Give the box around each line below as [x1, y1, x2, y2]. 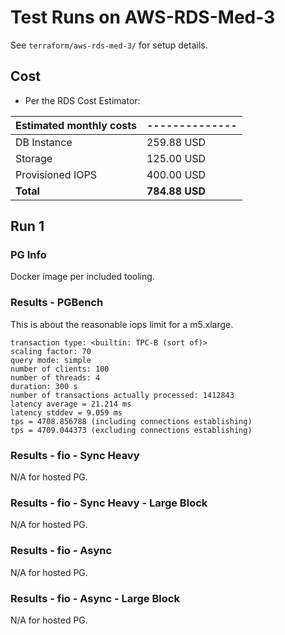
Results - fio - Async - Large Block [10, 591, 180, 605]
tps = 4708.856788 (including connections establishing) [10, 416, 253, 426]
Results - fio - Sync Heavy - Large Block [10, 496, 208, 510]
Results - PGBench [10, 296, 104, 310]
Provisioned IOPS [15, 167, 97, 181]
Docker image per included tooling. [10, 271, 155, 283]
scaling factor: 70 [10, 346, 92, 356]
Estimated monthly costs [15, 118, 137, 132]
